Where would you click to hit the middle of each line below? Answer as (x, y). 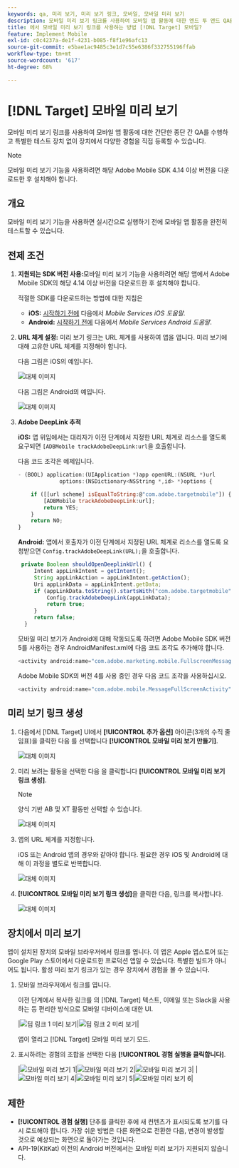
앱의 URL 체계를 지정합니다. (56, 839)
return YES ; (61, 507)
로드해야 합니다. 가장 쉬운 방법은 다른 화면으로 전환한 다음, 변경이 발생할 (125, 1131)
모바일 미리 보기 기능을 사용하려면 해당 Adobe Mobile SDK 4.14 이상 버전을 (112, 170)
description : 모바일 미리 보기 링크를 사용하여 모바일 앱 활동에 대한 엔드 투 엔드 (114, 21)
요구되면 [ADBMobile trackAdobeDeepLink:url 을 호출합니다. (102, 446)
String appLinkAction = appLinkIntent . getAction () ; (112, 578)
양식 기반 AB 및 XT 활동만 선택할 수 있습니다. (80, 809)
